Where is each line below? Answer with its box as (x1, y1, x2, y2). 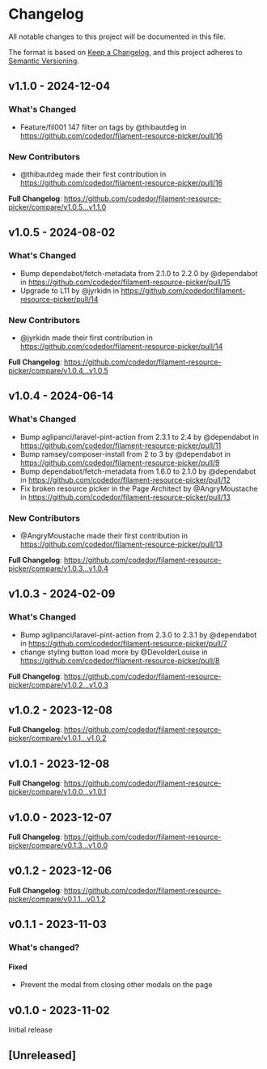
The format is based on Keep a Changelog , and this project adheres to (8, 47, 243, 57)
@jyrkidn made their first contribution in (19, 333, 154, 343)
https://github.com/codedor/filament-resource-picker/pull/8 (19, 655, 220, 665)
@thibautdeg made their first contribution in (19, 169, 167, 179)
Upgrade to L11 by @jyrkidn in (19, 285, 120, 296)
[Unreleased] (8, 1048, 77, 1062)
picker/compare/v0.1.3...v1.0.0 (8, 841, 108, 850)
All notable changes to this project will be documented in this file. (8, 32, 227, 41)
